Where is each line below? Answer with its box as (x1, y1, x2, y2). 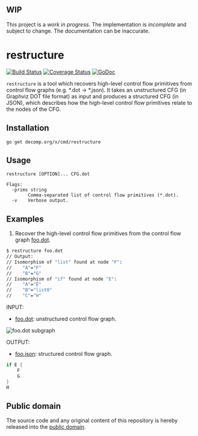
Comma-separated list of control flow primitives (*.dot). (28, 192, 179, 198)
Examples (6, 214, 44, 224)
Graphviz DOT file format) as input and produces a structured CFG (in (6, 93, 179, 100)
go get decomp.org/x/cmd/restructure (6, 139, 101, 145)
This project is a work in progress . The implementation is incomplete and (6, 20, 187, 28)
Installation (6, 123, 49, 133)
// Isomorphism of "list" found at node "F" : (6, 259, 122, 265)
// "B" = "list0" (6, 287, 52, 293)
